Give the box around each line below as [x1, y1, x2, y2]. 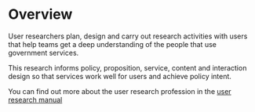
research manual [8, 95, 63, 104]
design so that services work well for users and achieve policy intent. [8, 71, 231, 81]
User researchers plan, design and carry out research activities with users [8, 31, 248, 41]
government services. [8, 48, 79, 57]
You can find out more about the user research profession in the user [8, 86, 231, 96]
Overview [8, 5, 73, 23]
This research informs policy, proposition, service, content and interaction [8, 63, 247, 72]
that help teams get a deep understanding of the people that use [8, 39, 217, 49]
